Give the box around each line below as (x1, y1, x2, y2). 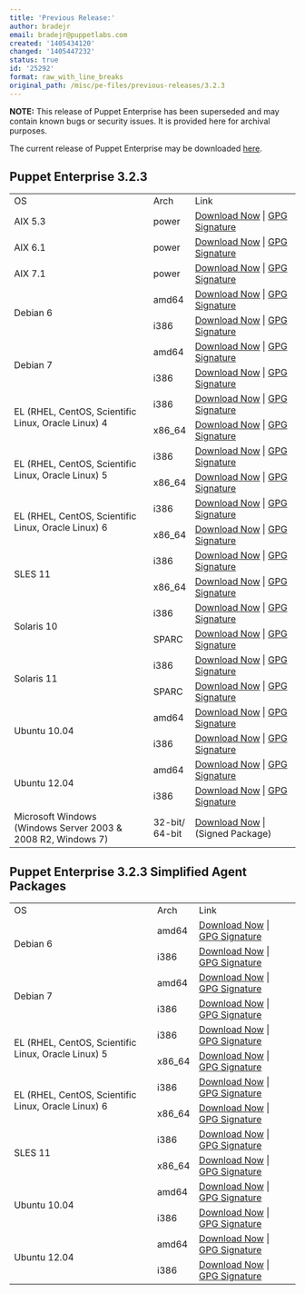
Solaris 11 (14, 672, 58, 685)
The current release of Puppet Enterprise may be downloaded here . (9, 143, 263, 154)
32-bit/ (152, 816, 186, 829)
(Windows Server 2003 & (14, 821, 123, 834)
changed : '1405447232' (9, 47, 95, 56)
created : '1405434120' (9, 38, 95, 48)
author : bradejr (9, 22, 71, 31)
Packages (9, 878, 66, 893)
